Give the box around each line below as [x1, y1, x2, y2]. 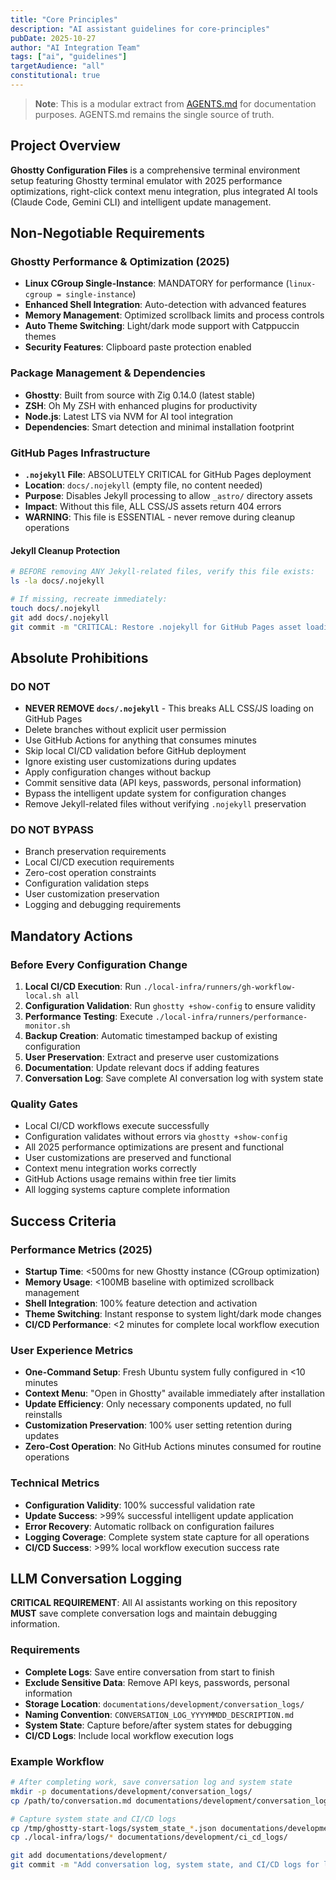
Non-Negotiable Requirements [10, 225, 206, 242]
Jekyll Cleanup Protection [10, 544, 121, 556]
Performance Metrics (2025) [10, 1242, 153, 1256]
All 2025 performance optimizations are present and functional [24, 1141, 285, 1153]
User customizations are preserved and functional [24, 1152, 232, 1164]
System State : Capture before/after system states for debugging [24, 1719, 293, 1731]
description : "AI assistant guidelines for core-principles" [10, 24, 271, 34]
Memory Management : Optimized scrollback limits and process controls [24, 309, 325, 321]
